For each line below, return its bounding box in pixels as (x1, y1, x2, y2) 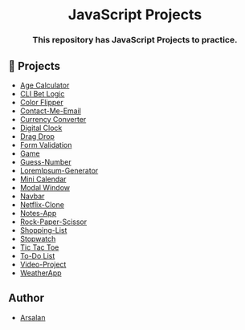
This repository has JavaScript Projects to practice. (32, 35, 238, 46)
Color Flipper (19, 97, 64, 107)
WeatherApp (19, 267, 62, 278)
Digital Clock (19, 123, 63, 132)
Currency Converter (19, 114, 87, 124)
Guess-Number (19, 157, 71, 166)
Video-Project (19, 259, 67, 269)
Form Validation (19, 140, 72, 149)
